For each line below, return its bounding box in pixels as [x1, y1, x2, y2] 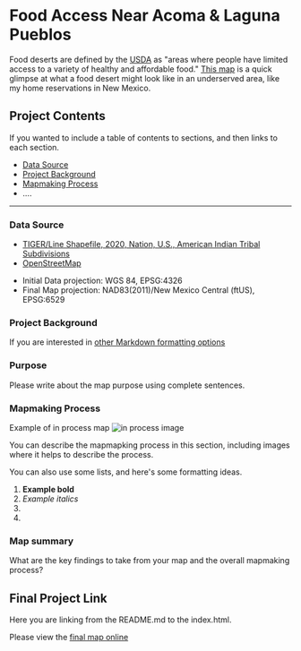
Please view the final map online [9, 632, 129, 643]
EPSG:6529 [21, 295, 65, 305]
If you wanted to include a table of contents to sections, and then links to [9, 132, 278, 143]
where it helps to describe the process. [9, 449, 154, 459]
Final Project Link [9, 590, 107, 605]
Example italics [21, 493, 79, 504]
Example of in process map [9, 422, 110, 433]
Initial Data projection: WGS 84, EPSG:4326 [21, 275, 184, 287]
